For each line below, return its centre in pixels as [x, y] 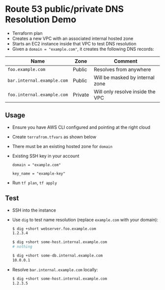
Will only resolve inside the [125, 91]
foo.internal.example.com [38, 94]
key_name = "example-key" [39, 174]
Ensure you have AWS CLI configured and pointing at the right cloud [81, 127]
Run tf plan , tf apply [35, 182]
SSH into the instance [34, 210]
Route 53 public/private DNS [65, 9]
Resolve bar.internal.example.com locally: [55, 269]
